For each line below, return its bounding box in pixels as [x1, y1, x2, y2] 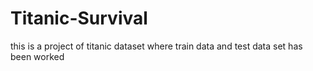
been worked [10, 50, 65, 62]
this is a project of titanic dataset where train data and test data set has [10, 40, 303, 52]
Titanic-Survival [10, 7, 148, 30]
